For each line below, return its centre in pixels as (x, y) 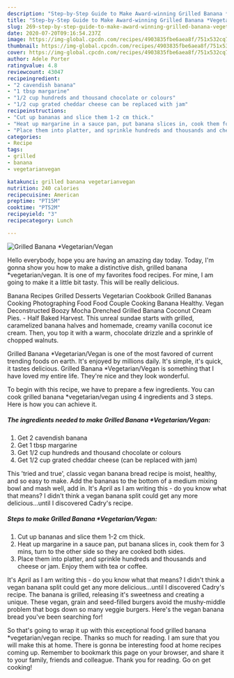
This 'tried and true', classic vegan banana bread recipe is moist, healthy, (112, 473)
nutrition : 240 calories (43, 188)
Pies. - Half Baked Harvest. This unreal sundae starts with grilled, (101, 318)
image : (17, 40)
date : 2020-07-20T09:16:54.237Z (54, 33)
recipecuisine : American (43, 195)
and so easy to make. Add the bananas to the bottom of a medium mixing (112, 481)
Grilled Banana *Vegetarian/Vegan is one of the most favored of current (110, 353)
